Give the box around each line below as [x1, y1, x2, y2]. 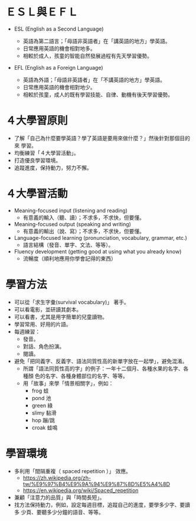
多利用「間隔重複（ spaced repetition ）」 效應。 [14, 467, 131, 474]
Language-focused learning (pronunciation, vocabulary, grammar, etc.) [14, 234, 187, 241]
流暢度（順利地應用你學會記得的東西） [22, 255, 116, 262]
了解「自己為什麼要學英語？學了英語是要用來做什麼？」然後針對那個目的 [14, 134, 190, 142]
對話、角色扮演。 [22, 343, 65, 350]
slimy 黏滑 [31, 409, 57, 416]
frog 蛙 [31, 387, 49, 394]
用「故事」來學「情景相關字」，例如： [22, 379, 114, 387]
